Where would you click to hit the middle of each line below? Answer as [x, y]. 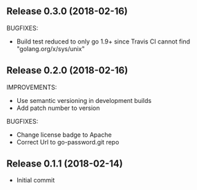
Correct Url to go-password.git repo [68, 142]
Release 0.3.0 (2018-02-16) [67, 11]
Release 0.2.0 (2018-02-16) [67, 71]
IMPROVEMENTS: [32, 87]
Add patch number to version [58, 108]
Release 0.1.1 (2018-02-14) [65, 164]
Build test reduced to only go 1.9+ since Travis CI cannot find [103, 41]
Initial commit [36, 180]
